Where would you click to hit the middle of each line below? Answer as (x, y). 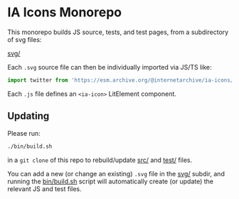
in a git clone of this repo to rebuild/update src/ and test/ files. (100, 160)
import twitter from (38, 80)
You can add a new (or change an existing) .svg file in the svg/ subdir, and (116, 173)
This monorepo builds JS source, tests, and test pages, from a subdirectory (118, 32)
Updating (28, 116)
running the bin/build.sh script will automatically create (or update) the (111, 181)
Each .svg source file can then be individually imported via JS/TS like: (110, 67)
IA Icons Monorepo (65, 12)
